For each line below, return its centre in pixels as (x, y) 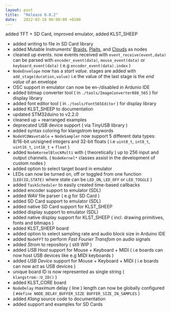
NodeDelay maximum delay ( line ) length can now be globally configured (89, 288)
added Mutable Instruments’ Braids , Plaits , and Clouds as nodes (80, 50)
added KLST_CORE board (39, 283)
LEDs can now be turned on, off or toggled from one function (77, 174)
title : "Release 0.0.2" (32, 15)
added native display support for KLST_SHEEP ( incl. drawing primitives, (88, 218)
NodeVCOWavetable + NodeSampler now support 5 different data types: (84, 136)
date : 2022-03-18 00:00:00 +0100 (43, 19)
